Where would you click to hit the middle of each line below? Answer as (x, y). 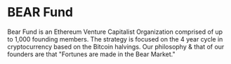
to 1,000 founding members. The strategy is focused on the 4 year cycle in (115, 39)
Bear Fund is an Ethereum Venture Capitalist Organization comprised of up (115, 32)
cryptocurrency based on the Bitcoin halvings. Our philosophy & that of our (116, 46)
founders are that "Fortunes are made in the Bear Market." (91, 54)
